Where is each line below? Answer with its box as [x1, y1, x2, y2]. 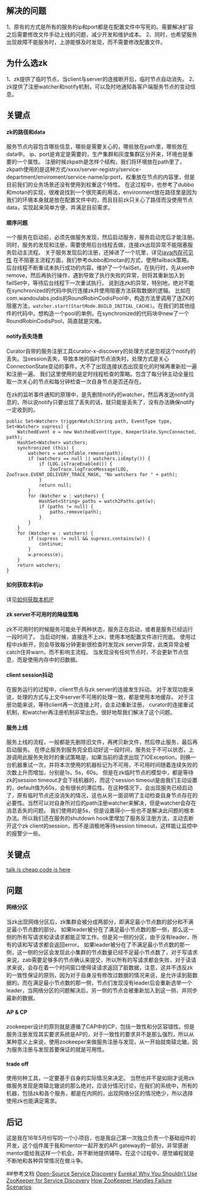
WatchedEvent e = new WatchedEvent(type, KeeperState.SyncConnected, [17, 429, 197, 435]
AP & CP [6, 1008, 27, 1016]
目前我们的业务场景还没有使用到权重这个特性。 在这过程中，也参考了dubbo [6, 181, 194, 188]
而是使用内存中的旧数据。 [16, 656, 81, 663]
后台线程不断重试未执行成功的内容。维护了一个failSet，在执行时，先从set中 [6, 264, 195, 271]
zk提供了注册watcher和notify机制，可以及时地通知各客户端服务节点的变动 [6, 83, 191, 90]
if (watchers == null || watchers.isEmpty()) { [28, 455, 151, 461]
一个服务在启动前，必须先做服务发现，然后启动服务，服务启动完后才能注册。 [6, 233, 198, 241]
